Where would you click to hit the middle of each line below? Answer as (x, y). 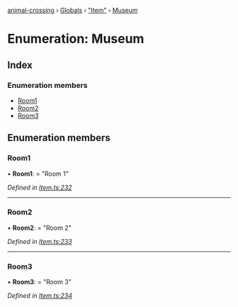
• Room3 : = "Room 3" (40, 282)
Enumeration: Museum (76, 39)
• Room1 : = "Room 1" (38, 174)
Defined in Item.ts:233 (40, 241)
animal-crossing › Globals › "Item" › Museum (73, 10)
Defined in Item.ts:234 (40, 296)
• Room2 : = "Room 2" (40, 228)
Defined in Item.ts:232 (40, 187)
